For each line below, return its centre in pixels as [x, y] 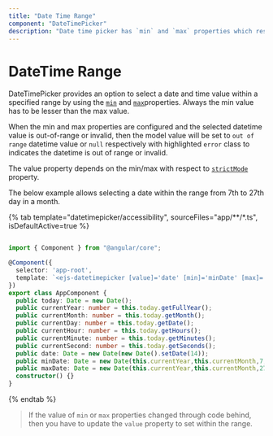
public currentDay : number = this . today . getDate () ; [105, 323]
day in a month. [35, 202]
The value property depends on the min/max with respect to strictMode [128, 168]
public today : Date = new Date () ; [74, 301]
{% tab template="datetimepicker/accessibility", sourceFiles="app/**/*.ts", [133, 217]
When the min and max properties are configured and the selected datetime [135, 127]
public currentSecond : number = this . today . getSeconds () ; [116, 346]
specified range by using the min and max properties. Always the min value [131, 102]
